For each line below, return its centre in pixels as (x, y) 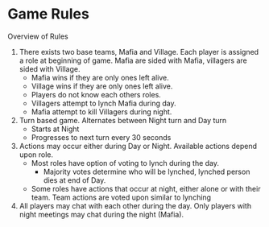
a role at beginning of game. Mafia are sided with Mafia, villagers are (133, 60)
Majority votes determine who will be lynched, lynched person (147, 171)
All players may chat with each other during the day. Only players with (135, 205)
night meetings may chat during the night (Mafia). (101, 214)
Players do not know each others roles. (96, 94)
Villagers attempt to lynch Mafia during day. (103, 103)
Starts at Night (55, 129)
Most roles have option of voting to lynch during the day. (125, 163)
